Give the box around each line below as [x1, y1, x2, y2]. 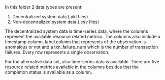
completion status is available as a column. [5, 69, 92, 75]
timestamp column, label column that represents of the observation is [5, 39, 146, 45]
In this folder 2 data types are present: [5, 4, 83, 10]
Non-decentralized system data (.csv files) [12, 19, 99, 25]
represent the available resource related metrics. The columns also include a [5, 34, 161, 39]
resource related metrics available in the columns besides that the [5, 64, 139, 70]
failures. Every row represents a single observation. [5, 49, 110, 55]
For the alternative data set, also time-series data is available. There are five [5, 59, 159, 64]
